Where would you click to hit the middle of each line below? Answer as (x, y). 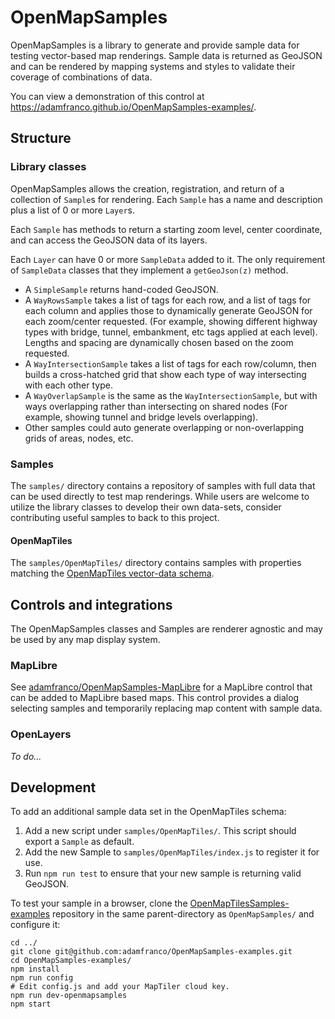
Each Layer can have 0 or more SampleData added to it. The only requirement (168, 259)
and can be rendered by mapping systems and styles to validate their (153, 66)
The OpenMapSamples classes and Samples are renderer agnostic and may (166, 628)
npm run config (42, 978)
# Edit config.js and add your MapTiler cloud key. (120, 987)
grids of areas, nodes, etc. (79, 438)
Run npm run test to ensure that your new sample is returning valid (163, 873)
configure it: (35, 925)
